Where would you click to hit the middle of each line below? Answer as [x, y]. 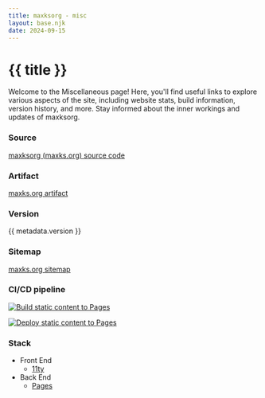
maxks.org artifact [38, 193]
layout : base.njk [37, 23]
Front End [36, 361]
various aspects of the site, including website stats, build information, [122, 100]
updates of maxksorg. [44, 117]
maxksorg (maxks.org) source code [67, 155]
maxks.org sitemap [39, 269]
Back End [35, 377]
